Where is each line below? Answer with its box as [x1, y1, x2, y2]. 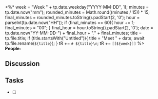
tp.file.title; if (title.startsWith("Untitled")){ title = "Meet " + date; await [5, 35, 145, 41]
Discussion [5, 59, 40, 68]
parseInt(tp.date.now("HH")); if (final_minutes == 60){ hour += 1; [5, 20, 135, 25]
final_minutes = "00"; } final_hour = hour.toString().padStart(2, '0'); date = [5, 25, 154, 31]
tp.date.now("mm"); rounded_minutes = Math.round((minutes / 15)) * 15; [5, 9, 150, 15]
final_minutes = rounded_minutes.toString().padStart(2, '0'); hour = [5, 15, 140, 20]
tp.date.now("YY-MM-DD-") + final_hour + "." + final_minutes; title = [5, 30, 142, 36]
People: [5, 46, 21, 51]
